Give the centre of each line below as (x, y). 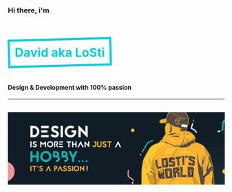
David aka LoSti (60, 53)
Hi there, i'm (29, 10)
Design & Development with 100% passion (70, 87)
